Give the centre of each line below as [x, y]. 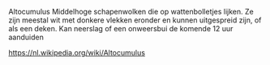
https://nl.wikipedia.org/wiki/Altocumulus [77, 53]
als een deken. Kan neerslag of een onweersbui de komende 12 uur [121, 28]
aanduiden [26, 37]
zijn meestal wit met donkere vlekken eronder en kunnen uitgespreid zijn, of [135, 20]
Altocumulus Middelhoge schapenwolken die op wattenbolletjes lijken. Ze [131, 12]
